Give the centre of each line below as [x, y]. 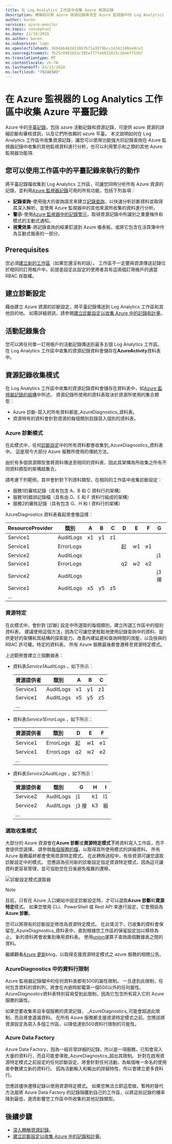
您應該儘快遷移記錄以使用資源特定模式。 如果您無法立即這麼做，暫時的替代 [84, 1086]
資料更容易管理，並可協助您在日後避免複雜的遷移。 [59, 868]
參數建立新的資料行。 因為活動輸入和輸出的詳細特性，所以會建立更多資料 [87, 1068]
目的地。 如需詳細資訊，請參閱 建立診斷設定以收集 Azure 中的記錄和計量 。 [87, 313]
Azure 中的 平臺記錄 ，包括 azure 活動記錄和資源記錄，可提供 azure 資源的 [83, 127]
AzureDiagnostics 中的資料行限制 [47, 969]
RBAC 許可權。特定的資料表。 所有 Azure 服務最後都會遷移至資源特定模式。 [85, 644]
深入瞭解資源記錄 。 [33, 1130]
